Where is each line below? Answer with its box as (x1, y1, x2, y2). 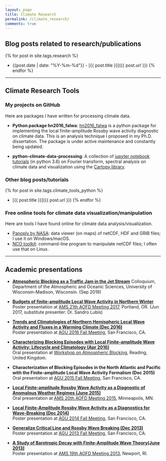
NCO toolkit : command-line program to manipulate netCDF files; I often (12, 241, 157, 247)
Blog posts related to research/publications (5, 39, 142, 48)
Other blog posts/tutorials (5, 176, 69, 183)
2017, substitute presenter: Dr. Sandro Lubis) (12, 309, 103, 315)
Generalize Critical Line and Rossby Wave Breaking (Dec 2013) (12, 425, 143, 431)
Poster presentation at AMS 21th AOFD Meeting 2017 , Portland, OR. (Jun (12, 304, 159, 310)
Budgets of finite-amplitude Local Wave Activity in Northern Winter (12, 299, 154, 305)
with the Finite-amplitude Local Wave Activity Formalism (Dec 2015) (12, 370, 155, 376)
